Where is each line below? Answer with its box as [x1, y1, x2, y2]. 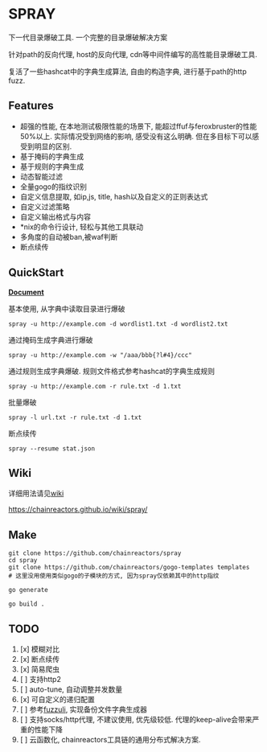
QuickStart [8, 266, 64, 280]
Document [8, 287, 44, 297]
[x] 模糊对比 [19, 644, 60, 654]
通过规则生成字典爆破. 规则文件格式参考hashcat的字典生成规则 [8, 366, 216, 376]
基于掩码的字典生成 [19, 151, 84, 161]
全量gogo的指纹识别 [19, 182, 87, 191]
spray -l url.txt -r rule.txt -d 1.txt [8, 413, 142, 421]
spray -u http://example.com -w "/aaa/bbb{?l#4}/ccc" [8, 351, 193, 359]
